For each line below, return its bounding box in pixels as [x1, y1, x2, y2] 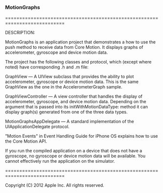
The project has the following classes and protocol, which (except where [5, 59, 152, 65]
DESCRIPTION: [5, 30, 35, 36]
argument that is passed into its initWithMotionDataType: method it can [5, 104, 148, 110]
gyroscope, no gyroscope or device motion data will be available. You [5, 153, 146, 159]
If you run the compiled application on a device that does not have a [5, 148, 142, 154]
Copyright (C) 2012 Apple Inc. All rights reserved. [5, 182, 104, 188]
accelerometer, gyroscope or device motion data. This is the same [5, 79, 139, 85]
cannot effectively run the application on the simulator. [5, 158, 115, 164]
